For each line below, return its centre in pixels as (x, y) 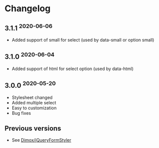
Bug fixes (21, 113)
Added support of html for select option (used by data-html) (73, 69)
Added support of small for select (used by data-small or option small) (83, 40)
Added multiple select (34, 102)
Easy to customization (34, 108)
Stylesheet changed (32, 97)
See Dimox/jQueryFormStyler (41, 140)
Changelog (28, 9)
